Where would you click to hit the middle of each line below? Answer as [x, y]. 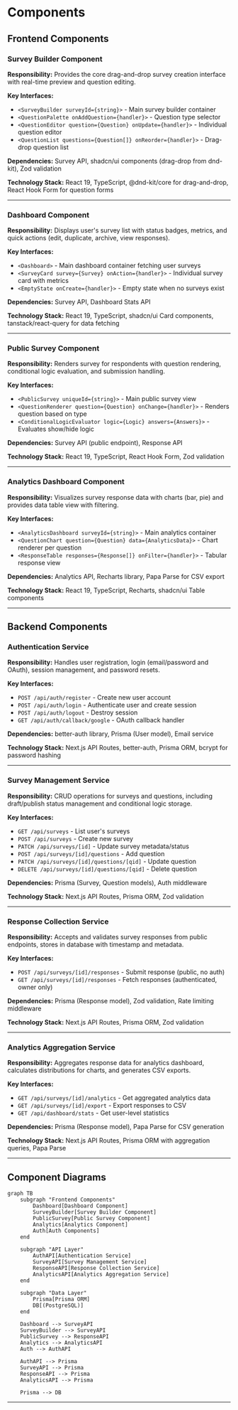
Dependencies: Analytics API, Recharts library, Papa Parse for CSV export [116, 576]
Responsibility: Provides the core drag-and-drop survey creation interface [117, 74]
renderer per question [50, 548]
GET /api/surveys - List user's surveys [74, 831]
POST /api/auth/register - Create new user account [94, 698]
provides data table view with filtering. [63, 505]
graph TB [20, 1194]
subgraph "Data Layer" [53, 1293]
